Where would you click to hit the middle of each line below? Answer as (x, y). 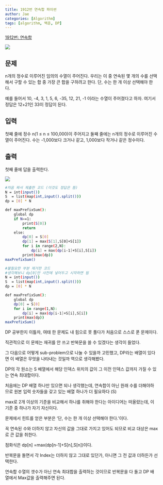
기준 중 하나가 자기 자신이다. (32, 408)
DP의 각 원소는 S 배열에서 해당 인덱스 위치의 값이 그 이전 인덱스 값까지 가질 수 (78, 369)
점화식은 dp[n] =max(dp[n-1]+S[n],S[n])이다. (49, 445)
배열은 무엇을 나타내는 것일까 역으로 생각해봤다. (60, 359)
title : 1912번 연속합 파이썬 (31, 9)
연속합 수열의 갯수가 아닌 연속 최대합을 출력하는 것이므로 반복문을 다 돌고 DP (77, 472)
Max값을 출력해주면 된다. (41, 478)
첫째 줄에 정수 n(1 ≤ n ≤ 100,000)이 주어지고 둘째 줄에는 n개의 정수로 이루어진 (79, 134)
